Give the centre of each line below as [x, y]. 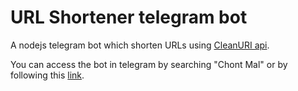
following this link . [47, 75]
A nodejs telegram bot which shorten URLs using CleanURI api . [140, 45]
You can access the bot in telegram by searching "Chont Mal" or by [149, 64]
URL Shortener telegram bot [129, 17]
